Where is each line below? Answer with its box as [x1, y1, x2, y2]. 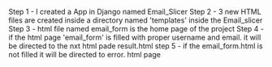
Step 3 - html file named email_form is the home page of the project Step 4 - [8, 24, 264, 33]
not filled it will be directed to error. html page [8, 50, 161, 59]
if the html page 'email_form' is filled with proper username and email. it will [8, 32, 261, 42]
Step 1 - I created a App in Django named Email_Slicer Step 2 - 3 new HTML [8, 7, 261, 16]
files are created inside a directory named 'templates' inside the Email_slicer [8, 15, 263, 25]
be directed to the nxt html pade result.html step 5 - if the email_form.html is [8, 41, 263, 51]
